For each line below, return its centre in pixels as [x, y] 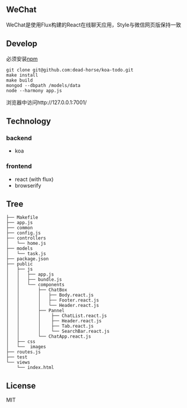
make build [20, 80]
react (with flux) [34, 179]
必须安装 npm [22, 59]
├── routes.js [24, 352]
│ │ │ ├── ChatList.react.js [57, 316]
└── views [18, 362]
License [21, 386]
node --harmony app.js [34, 90]
